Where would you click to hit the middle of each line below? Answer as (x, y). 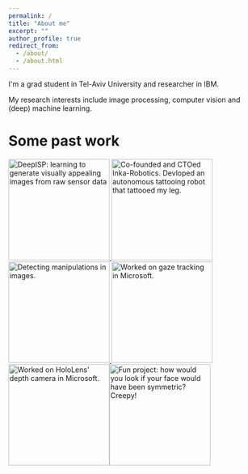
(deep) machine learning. (50, 108)
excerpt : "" (28, 31)
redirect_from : (34, 46)
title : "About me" (39, 23)
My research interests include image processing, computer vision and (124, 99)
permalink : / (30, 16)
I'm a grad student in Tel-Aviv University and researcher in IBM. (114, 84)
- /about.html (39, 61)
